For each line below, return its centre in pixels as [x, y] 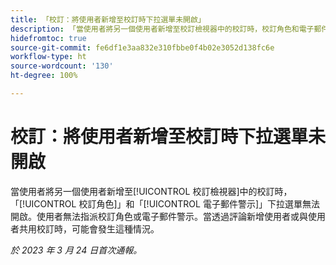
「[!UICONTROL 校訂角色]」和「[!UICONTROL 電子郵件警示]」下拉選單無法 [165, 203]
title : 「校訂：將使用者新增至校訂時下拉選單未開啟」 [108, 19]
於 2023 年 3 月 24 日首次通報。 [76, 250]
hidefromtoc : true [48, 38]
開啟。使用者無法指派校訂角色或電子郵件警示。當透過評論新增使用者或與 [159, 216]
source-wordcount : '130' [62, 66]
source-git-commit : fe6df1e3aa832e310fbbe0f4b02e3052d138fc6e [142, 47]
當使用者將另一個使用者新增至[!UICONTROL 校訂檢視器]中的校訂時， [151, 191]
